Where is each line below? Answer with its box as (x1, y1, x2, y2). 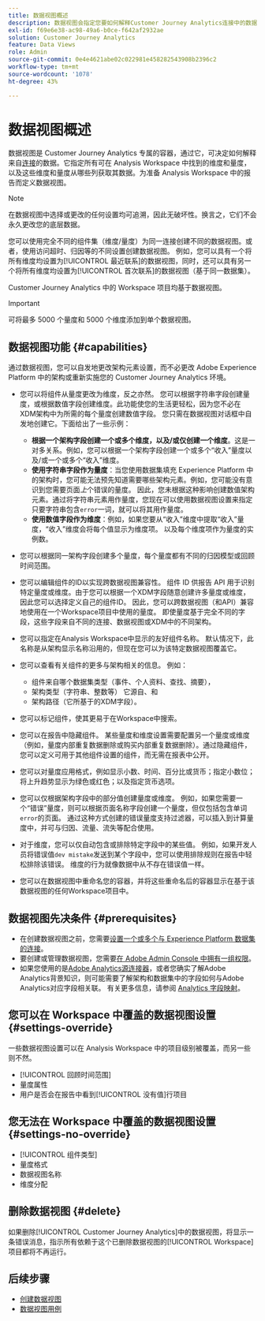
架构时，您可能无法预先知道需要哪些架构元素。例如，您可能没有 (38, 475, 246, 485)
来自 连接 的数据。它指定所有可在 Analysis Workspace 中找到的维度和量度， (8, 159, 251, 168)
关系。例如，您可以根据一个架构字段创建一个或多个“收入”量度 (45, 446, 245, 455)
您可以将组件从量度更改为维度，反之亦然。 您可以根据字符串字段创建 (19, 390, 243, 399)
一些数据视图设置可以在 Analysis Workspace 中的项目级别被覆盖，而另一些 (8, 1043, 251, 1053)
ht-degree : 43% (8, 77, 58, 85)
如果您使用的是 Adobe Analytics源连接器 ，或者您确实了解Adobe (19, 964, 226, 973)
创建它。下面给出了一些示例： (33, 419, 131, 428)
